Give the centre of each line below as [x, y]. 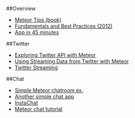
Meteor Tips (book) [38, 20]
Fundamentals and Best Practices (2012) [63, 26]
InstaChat [26, 103]
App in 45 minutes [37, 32]
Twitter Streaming [36, 68]
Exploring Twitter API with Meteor [55, 55]
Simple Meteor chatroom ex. [49, 90]
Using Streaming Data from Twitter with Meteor [72, 61]
